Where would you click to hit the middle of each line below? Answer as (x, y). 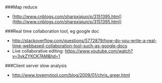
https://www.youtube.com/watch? (99, 51)
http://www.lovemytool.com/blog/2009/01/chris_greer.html (71, 75)
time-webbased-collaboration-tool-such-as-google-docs (70, 46)
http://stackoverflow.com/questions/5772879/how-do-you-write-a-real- (84, 41)
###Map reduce (21, 7)
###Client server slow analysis (36, 66)
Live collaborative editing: (38, 51)
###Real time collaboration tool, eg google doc (52, 31)
